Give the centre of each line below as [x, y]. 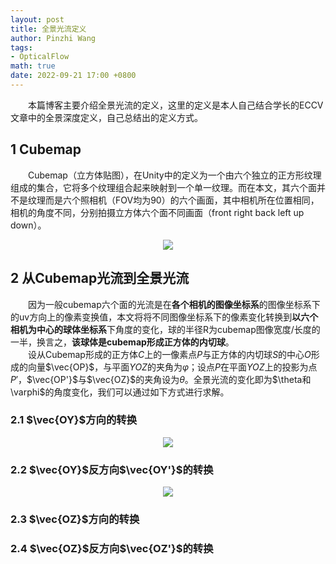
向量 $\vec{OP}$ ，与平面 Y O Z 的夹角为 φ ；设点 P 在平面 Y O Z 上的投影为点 [172, 367]
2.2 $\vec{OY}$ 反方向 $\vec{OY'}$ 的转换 [112, 469]
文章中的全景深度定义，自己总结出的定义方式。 [106, 117]
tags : [21, 47]
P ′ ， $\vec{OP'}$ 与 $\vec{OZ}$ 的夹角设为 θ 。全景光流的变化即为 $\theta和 [161, 379]
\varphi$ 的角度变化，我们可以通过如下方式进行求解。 [120, 392]
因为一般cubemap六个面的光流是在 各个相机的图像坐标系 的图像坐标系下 [174, 304]
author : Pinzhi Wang [53, 38]
